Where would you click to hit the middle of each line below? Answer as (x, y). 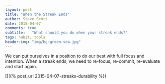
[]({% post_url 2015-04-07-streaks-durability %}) (56, 76)
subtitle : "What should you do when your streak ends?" (66, 33)
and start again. (21, 66)
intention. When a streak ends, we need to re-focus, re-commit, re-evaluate (82, 61)
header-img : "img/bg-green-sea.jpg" (43, 42)
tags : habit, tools (25, 38)
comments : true (21, 28)
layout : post (19, 10)
